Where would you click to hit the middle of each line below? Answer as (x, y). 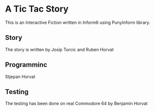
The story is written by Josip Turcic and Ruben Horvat (59, 49)
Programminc (26, 65)
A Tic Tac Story (37, 9)
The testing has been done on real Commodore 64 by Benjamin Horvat (76, 104)
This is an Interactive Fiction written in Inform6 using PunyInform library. (78, 22)
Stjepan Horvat (20, 76)
